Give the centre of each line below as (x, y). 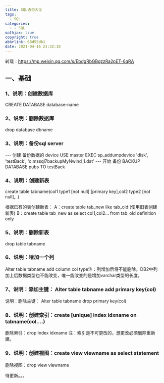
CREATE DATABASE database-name (42, 105)
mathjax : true (20, 33)
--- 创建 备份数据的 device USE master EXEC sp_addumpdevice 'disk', (77, 155)
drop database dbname (29, 130)
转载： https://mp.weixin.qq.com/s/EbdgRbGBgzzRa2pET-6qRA (70, 61)
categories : (17, 24)
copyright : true (22, 38)
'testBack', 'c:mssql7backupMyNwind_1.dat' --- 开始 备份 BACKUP (73, 161)
